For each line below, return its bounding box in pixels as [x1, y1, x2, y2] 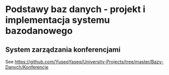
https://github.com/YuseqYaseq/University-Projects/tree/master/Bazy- [14, 59, 164, 64]
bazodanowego [5, 25, 73, 36]
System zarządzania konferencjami [5, 45, 121, 54]
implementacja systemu [5, 14, 110, 26]
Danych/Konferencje [5, 64, 49, 70]
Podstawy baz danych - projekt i [5, 4, 146, 15]
